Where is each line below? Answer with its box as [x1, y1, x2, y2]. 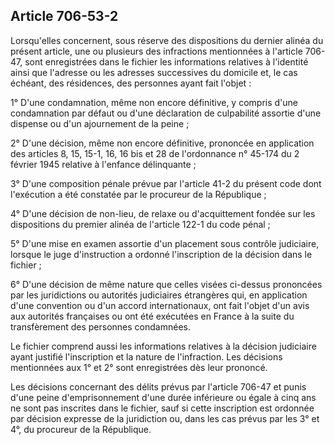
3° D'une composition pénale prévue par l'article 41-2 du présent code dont [10, 177, 322, 189]
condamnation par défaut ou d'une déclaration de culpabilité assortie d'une [10, 107, 322, 119]
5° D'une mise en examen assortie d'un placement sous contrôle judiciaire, [10, 237, 320, 249]
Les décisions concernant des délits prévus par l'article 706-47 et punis [10, 380, 307, 393]
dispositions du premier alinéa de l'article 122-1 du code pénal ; [10, 218, 271, 230]
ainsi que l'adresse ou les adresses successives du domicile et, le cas [10, 66, 298, 78]
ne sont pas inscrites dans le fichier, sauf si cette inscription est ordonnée [10, 402, 315, 414]
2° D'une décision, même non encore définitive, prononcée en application [10, 137, 315, 149]
